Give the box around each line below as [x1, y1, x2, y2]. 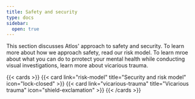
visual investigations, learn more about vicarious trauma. [6, 62, 149, 69]
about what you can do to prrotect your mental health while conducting [6, 55, 185, 63]
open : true [12, 26, 40, 32]
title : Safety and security [6, 9, 78, 15]
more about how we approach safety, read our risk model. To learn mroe [6, 49, 188, 56]
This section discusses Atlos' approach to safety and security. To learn [6, 43, 185, 50]
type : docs [6, 15, 34, 21]
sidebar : [6, 20, 29, 26]
